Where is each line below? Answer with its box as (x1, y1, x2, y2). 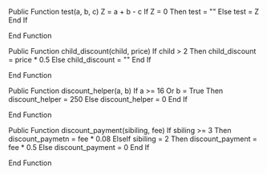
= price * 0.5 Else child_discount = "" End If (8, 55, 152, 64)
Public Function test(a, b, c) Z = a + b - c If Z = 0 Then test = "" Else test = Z (8, 7, 259, 16)
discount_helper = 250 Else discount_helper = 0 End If (8, 95, 188, 103)
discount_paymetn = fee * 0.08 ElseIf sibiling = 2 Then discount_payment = (8, 134, 258, 144)
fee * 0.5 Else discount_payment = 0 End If (8, 143, 150, 152)
